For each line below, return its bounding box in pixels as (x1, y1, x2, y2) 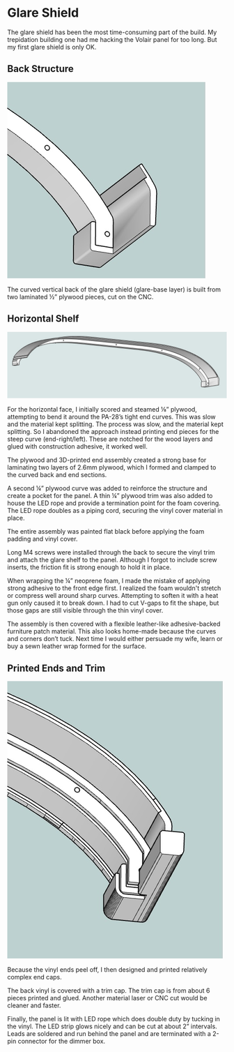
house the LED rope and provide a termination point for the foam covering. (7, 499, 221, 507)
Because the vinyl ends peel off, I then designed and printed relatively (7, 965, 208, 974)
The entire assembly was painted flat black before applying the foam (7, 527, 205, 536)
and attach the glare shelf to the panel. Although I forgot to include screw (7, 556, 217, 564)
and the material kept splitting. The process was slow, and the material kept (7, 420, 224, 428)
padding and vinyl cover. (7, 535, 78, 543)
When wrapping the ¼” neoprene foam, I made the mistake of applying (7, 577, 210, 585)
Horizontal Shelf (7, 313, 79, 325)
